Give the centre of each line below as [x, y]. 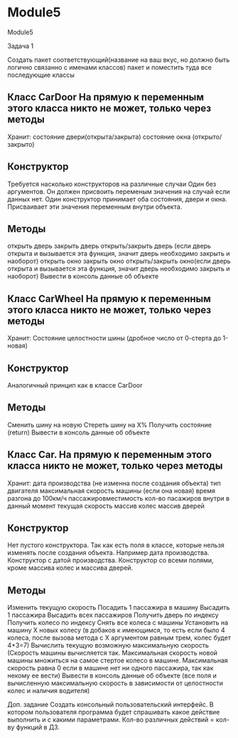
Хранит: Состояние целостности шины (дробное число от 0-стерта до [114, 338]
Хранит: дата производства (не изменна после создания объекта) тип [114, 483]
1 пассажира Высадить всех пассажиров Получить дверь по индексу [113, 615]
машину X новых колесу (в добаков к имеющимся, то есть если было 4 [116, 630]
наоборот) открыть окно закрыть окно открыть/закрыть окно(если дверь [119, 261]
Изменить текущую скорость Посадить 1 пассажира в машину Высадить [119, 608]
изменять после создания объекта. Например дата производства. [108, 553]
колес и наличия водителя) [49, 691]
